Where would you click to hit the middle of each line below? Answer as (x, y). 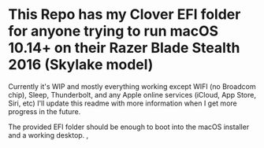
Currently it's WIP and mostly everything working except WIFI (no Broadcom (132, 86)
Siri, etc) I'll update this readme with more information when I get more (123, 103)
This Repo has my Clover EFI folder (125, 15)
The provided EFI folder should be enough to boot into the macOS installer (129, 127)
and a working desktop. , (48, 135)
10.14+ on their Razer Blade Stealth (124, 48)
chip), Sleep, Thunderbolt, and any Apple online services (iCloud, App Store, (132, 94)
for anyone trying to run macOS (113, 31)
